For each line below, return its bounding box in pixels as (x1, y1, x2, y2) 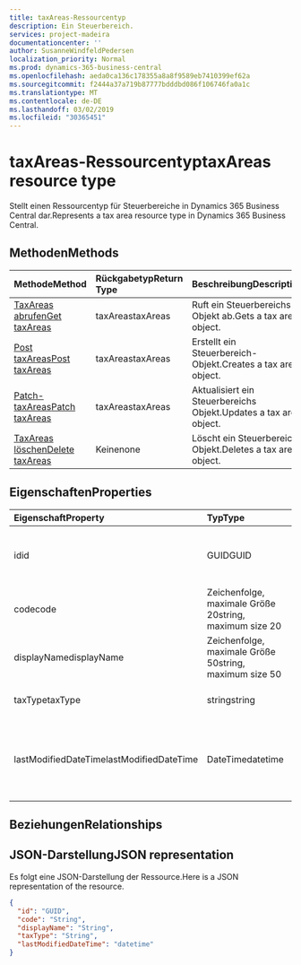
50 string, (206, 656, 245, 669)
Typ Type (206, 511, 245, 524)
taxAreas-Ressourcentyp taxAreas (9, 152, 271, 172)
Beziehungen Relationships (9, 817, 163, 832)
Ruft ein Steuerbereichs (191, 298, 291, 310)
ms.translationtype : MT (9, 88, 99, 97)
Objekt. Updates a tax (191, 405, 280, 418)
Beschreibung (191, 277, 254, 290)
